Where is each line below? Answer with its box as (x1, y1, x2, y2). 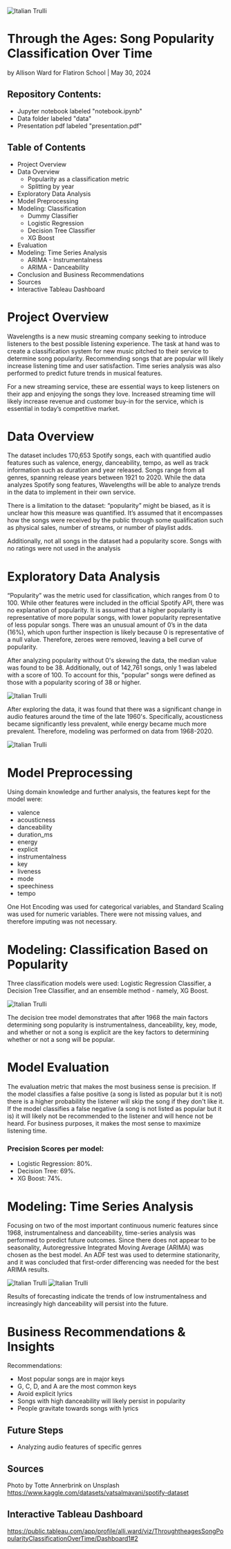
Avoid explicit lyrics (17, 1390, 73, 1398)
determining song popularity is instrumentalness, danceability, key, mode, (7, 1020, 218, 1029)
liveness (17, 868, 41, 876)
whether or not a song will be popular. (7, 1036, 115, 1044)
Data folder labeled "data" (17, 114, 92, 122)
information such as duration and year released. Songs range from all (7, 466, 205, 475)
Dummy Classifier (27, 211, 78, 220)
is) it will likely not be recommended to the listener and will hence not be (7, 1112, 213, 1120)
